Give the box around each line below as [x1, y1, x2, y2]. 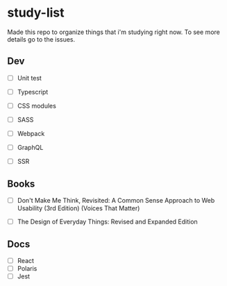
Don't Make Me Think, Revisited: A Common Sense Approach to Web [17, 196, 215, 204]
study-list [7, 5, 65, 21]
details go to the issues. [7, 35, 76, 43]
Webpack [17, 130, 45, 137]
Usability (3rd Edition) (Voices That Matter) [17, 204, 140, 212]
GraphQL [17, 144, 44, 152]
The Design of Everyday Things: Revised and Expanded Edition [17, 217, 198, 226]
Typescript [17, 87, 49, 96]
